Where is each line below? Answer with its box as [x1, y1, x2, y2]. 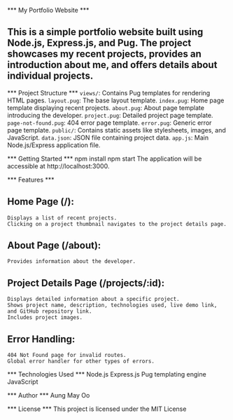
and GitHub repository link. [7, 308, 92, 315]
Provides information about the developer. [7, 258, 136, 265]
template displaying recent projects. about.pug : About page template [7, 103, 205, 111]
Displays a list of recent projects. [7, 214, 118, 222]
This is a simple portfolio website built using [7, 26, 204, 38]
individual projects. [7, 70, 94, 82]
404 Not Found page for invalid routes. [7, 352, 127, 359]
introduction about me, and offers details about [7, 59, 218, 71]
